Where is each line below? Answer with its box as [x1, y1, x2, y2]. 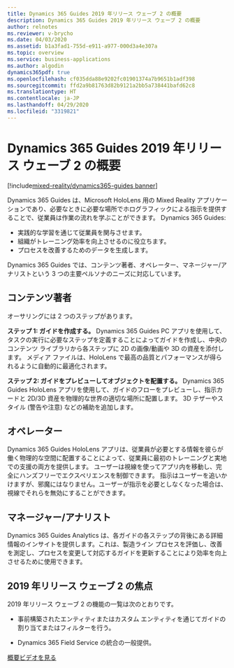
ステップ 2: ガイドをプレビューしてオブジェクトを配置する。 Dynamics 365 [7, 376, 225, 385]
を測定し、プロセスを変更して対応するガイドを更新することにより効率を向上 [7, 549, 228, 557]
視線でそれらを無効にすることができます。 [7, 489, 129, 497]
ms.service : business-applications [7, 56, 111, 63]
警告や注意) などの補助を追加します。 [29, 403, 138, 411]
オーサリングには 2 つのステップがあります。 [7, 312, 136, 320]
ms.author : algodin [7, 62, 64, 69]
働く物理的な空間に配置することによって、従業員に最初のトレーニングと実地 [7, 454, 227, 462]
